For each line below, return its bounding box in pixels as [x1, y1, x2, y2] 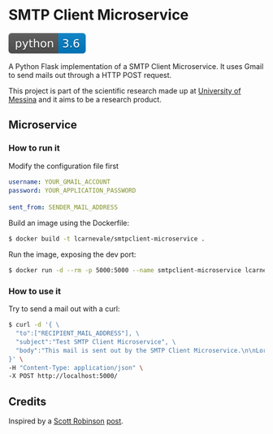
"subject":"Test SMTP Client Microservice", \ [15, 337, 176, 346]
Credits [8, 394, 47, 408]
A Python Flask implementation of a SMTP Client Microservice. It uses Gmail [8, 61, 264, 71]
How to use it [8, 285, 61, 297]
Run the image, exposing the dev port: [8, 250, 136, 259]
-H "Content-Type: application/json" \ [8, 363, 144, 371]
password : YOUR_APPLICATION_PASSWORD [8, 186, 136, 194]
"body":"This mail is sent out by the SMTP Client [15, 346, 191, 354]
